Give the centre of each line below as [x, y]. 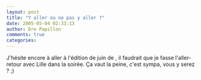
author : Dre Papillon [34, 29]
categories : [21, 40]
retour [14, 64]
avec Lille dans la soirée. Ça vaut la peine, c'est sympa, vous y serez [109, 64]
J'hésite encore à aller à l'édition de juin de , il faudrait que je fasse [90, 58]
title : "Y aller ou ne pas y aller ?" [55, 18]
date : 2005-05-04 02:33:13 [41, 23]
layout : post [23, 12]
